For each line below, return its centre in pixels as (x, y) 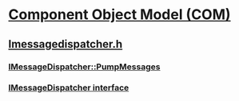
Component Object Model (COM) (119, 15)
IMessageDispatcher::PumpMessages (84, 67)
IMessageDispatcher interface (69, 87)
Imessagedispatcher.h (66, 44)
